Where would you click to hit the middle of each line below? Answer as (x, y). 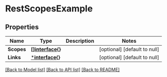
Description (80, 41)
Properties (22, 27)
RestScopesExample (49, 9)
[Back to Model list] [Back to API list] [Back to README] (62, 70)
